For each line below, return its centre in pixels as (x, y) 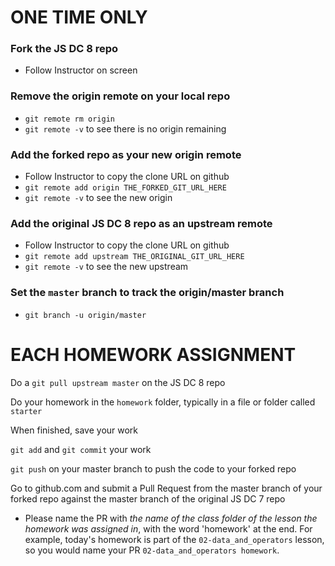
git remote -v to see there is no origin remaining (125, 128)
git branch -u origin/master (85, 315)
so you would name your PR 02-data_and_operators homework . (152, 550)
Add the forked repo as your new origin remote (126, 154)
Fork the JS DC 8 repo (64, 49)
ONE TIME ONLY (79, 17)
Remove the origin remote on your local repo (120, 96)
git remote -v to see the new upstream (106, 267)
